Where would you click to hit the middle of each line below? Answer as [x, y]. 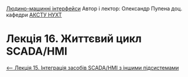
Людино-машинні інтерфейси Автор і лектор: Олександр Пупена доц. [94, 9]
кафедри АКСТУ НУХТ [34, 15]
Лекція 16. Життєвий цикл [74, 39]
